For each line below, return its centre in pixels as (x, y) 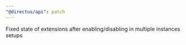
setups (14, 35)
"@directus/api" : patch (36, 12)
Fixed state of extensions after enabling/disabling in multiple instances (93, 29)
